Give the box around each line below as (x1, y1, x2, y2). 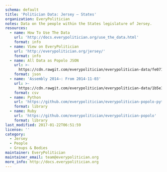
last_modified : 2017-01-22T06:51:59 (5, 122, 81, 127)
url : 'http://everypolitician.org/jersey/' (14, 49, 106, 54)
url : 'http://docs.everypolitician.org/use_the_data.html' (14, 35, 139, 40)
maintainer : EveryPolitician (5, 150, 66, 155)
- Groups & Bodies (9, 146, 48, 151)
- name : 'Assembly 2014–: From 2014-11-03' (9, 76, 101, 81)
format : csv (14, 90, 39, 95)
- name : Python (9, 95, 41, 100)
